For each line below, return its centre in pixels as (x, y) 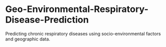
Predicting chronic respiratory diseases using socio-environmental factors (83, 33)
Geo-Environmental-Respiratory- (77, 9)
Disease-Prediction (47, 20)
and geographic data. (28, 39)
